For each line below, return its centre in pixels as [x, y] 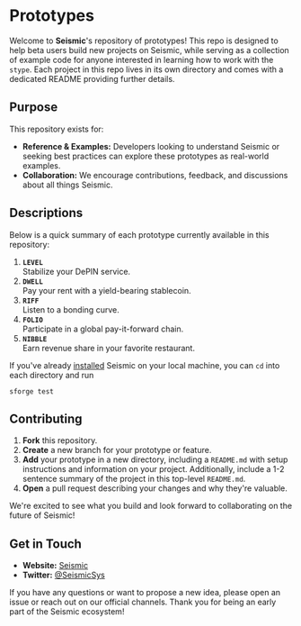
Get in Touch [46, 544]
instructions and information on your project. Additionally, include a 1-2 [153, 469]
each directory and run [52, 375]
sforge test [31, 391]
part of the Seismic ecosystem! [67, 612]
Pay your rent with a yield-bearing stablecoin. [106, 290]
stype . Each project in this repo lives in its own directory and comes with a [146, 69]
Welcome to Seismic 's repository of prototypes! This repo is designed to [144, 41]
